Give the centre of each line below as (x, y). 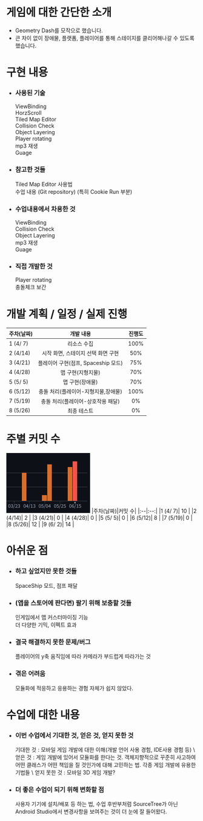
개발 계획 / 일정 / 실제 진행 (67, 314)
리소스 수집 (81, 343)
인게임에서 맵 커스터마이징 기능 (52, 617)
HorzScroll (28, 113)
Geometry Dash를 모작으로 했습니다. (59, 30)
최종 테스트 (81, 410)
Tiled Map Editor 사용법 (44, 184)
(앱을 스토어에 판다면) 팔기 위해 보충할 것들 (73, 603)
